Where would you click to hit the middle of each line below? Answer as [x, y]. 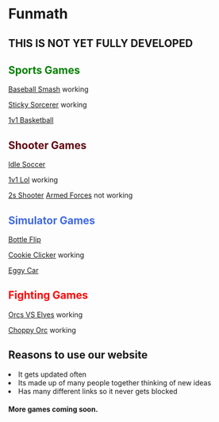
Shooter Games [48, 145]
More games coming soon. [53, 409]
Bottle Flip [25, 240]
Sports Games [44, 70]
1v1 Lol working [33, 180]
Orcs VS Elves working [46, 315]
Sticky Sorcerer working [48, 105]
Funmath [38, 14]
